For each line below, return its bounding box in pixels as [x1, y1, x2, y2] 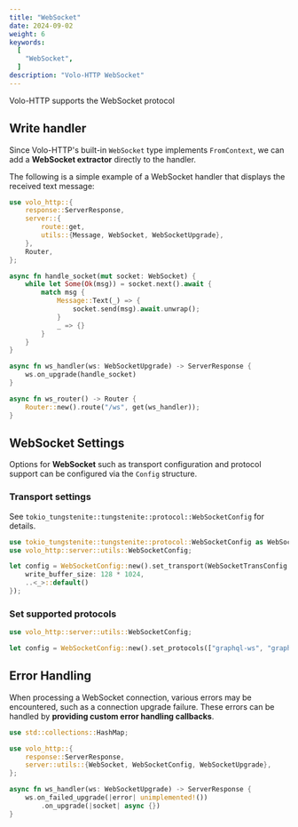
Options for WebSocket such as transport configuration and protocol [9, 459, 262, 470]
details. [9, 521, 36, 531]
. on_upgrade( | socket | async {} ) [41, 801, 161, 810]
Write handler [9, 121, 87, 136]
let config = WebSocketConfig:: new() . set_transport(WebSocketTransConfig [9, 561, 288, 571]
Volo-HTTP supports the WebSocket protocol [9, 95, 176, 106]
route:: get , [41, 223, 86, 232]
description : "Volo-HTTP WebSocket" [9, 71, 145, 80]
